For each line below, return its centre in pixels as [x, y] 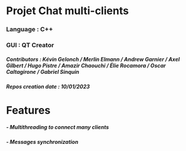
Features [28, 111]
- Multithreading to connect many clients [58, 127]
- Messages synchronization [42, 142]
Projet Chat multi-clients [67, 11]
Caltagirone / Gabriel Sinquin [43, 71]
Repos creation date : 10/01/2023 [48, 86]
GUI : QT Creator [30, 45]
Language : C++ [30, 29]
